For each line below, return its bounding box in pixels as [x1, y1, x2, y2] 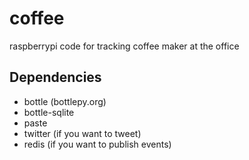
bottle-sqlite [23, 106, 75, 118]
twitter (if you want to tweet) [23, 127, 142, 139]
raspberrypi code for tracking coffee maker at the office [9, 40, 240, 52]
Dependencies [9, 69, 102, 86]
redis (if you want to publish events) [23, 138, 172, 150]
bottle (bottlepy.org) [23, 95, 107, 107]
